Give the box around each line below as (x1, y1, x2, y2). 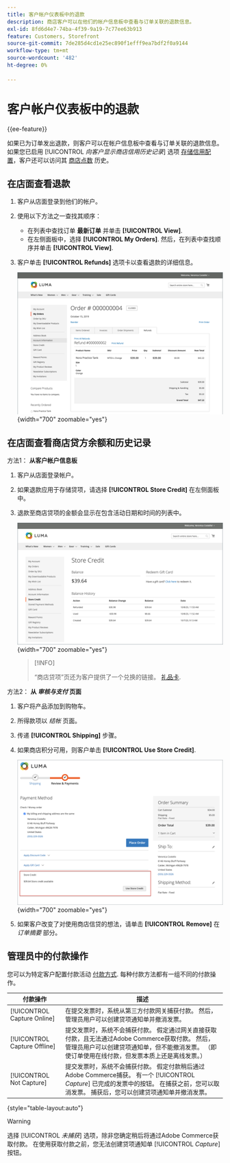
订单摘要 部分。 (16, 928, 62, 937)
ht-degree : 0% (7, 62, 48, 69)
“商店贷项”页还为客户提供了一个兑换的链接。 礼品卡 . (34, 673, 181, 681)
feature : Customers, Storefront (7, 33, 99, 40)
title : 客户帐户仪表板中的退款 (7, 11, 85, 18)
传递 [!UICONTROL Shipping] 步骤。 (16, 731, 121, 740)
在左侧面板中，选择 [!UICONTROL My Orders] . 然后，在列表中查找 (27, 235, 216, 244)
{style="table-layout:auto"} (7, 1103, 84, 1112)
